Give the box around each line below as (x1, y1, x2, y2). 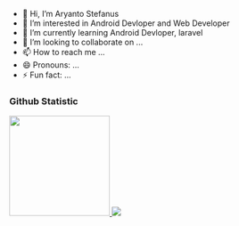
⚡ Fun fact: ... (21, 69, 71, 80)
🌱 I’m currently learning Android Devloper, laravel (21, 28, 203, 37)
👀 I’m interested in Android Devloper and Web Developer (21, 18, 230, 28)
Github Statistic (9, 94, 78, 107)
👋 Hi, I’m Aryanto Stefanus (21, 9, 119, 19)
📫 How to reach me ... (21, 47, 105, 57)
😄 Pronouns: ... (21, 60, 80, 70)
